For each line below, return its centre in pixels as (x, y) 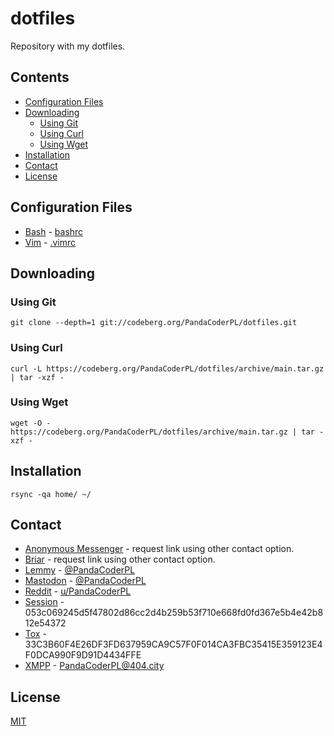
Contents (40, 77)
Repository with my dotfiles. (68, 46)
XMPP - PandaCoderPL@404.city (94, 666)
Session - (44, 602)
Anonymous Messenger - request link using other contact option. (159, 549)
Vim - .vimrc (50, 242)
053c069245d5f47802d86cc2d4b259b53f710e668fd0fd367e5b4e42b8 (174, 613)
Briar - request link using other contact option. (120, 559)
